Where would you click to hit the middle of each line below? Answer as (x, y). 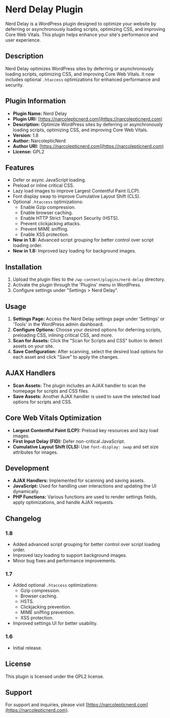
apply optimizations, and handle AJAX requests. (63, 502)
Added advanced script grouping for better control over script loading (86, 545)
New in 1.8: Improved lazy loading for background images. (75, 251)
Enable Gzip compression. (48, 207)
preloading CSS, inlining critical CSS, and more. (63, 335)
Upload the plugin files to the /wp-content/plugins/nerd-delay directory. (89, 279)
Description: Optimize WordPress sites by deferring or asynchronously (88, 124)
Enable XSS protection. (45, 235)
